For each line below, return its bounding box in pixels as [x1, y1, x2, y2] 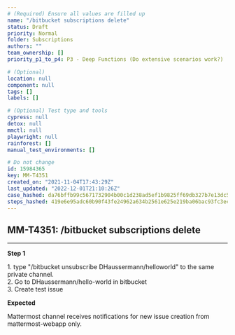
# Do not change [7, 159, 55, 166]
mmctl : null [7, 127, 42, 134]
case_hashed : [7, 191, 45, 198]
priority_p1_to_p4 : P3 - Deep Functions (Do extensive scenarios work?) [7, 56, 224, 63]
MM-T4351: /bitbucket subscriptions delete [7, 224, 201, 235]
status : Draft [7, 23, 49, 30]
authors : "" [7, 43, 42, 50]
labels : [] [7, 95, 39, 102]
